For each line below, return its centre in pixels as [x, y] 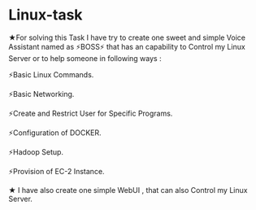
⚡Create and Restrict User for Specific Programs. [91, 113]
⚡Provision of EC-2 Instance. [56, 171]
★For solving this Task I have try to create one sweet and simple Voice [127, 37]
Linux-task [46, 15]
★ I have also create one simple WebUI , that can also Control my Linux [128, 190]
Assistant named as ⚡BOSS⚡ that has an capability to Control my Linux [127, 46]
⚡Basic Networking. [41, 94]
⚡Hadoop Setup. [36, 151]
